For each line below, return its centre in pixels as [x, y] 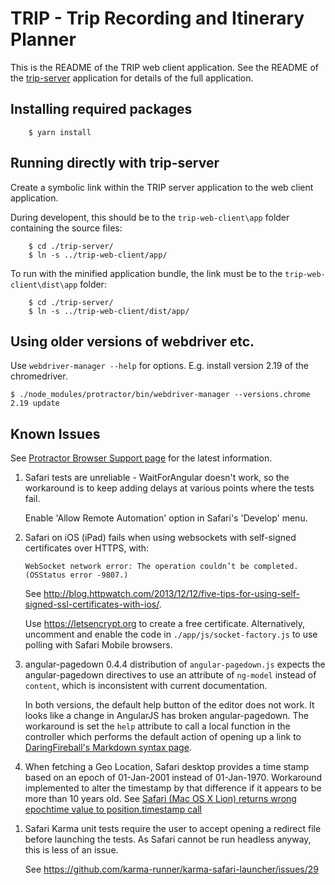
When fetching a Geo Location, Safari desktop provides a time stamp [167, 767]
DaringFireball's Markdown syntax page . [108, 748]
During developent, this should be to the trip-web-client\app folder [150, 217]
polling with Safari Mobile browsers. [98, 645]
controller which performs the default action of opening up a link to [163, 737]
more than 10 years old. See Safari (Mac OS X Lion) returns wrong [160, 799]
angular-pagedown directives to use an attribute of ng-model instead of [170, 675]
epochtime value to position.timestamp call [113, 809]
